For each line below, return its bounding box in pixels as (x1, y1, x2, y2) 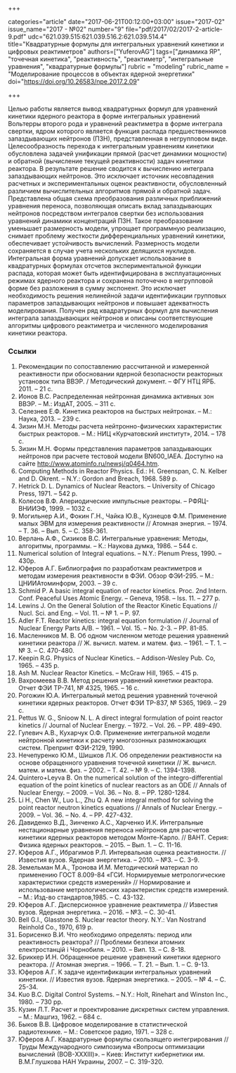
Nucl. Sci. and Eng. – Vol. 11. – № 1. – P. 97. (18, 609, 141, 618)
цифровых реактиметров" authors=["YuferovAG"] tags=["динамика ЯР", (8, 47, 222, 56)
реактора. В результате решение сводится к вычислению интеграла (8, 165, 214, 172)
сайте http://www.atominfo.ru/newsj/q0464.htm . (18, 459, 160, 468)
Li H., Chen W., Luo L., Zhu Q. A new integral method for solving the (18, 796, 214, 804)
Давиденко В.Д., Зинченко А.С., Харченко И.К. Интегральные (18, 818, 204, 827)
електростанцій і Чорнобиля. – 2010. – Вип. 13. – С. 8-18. (18, 946, 186, 954)
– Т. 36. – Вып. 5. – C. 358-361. (18, 527, 108, 535)
